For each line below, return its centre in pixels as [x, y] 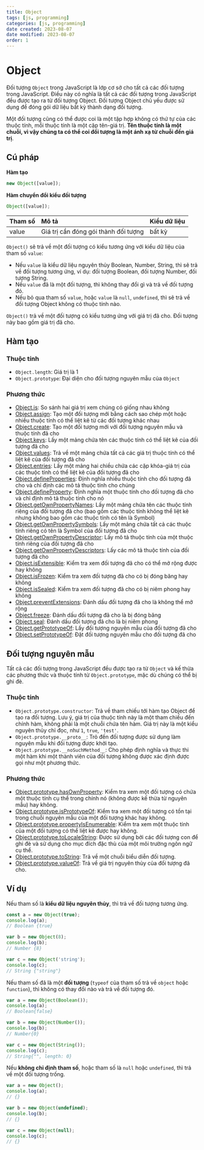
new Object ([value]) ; [34, 183]
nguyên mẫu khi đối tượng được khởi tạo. [66, 743]
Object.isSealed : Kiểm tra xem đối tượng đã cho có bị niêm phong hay [103, 589]
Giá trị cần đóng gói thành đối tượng [93, 231]
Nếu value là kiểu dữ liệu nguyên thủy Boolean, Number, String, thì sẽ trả [106, 265]
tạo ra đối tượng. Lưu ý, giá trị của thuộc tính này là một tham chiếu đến [105, 717]
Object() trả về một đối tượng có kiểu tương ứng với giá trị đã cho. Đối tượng [102, 316]
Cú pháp [23, 157]
